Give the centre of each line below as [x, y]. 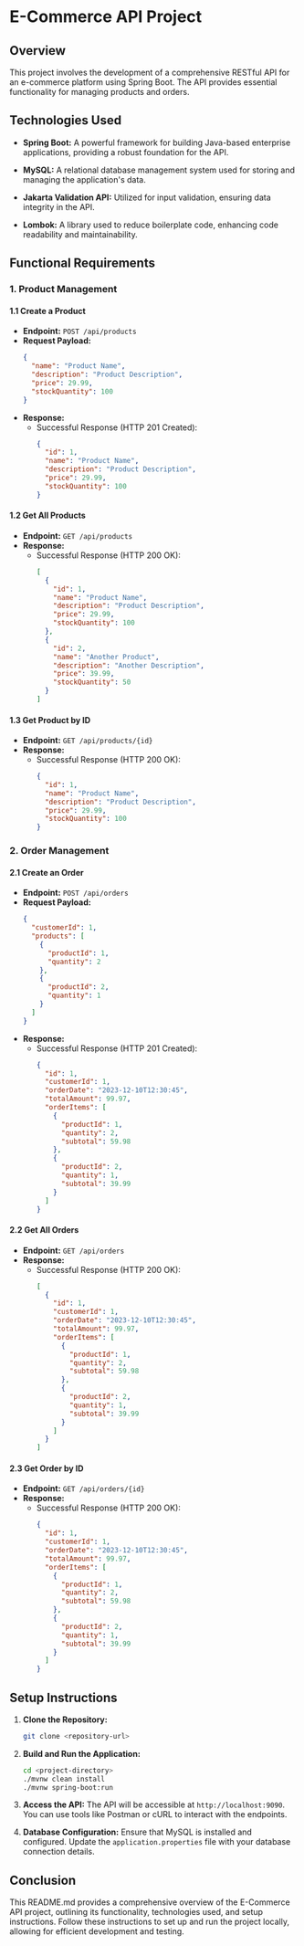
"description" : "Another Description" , [129, 665]
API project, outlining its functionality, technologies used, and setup [136, 1912]
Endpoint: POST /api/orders [76, 893]
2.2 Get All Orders [44, 1230]
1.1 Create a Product [48, 310]
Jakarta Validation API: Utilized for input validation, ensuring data [147, 197]
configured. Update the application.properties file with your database [157, 1842]
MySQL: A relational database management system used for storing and [158, 170]
